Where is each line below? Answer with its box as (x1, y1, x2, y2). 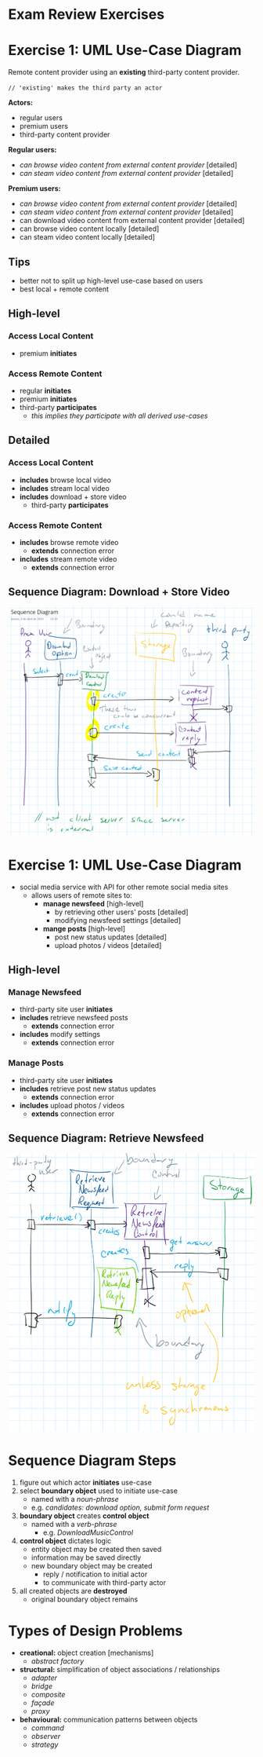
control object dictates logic (19, 1536, 112, 1545)
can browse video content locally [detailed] (19, 224, 160, 233)
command (31, 1722, 64, 1733)
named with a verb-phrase (31, 1519, 117, 1528)
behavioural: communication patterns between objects (19, 1715, 198, 1724)
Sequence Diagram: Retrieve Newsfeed (8, 1132, 204, 1145)
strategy (31, 1740, 59, 1749)
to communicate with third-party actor (42, 1577, 167, 1587)
